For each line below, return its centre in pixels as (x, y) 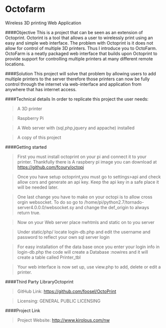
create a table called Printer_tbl (49, 257)
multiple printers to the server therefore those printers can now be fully (77, 79)
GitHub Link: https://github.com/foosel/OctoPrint (67, 291)
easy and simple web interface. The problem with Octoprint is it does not (79, 43)
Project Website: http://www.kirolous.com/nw (63, 320)
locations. (15, 64)
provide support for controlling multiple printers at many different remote (79, 58)
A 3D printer (30, 109)
